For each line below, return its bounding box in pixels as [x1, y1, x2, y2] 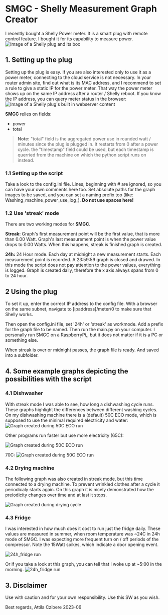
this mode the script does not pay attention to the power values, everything [5, 262, 161, 268]
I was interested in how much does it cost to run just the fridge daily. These [5, 525, 160, 531]
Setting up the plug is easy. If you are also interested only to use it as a [5, 69, 151, 75]
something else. [5, 337, 39, 343]
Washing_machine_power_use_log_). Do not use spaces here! [5, 197, 134, 203]
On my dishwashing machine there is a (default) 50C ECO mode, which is [5, 412, 157, 418]
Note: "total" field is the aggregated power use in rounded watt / [17, 135, 151, 141]
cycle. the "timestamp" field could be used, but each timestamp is [17, 146, 154, 152]
